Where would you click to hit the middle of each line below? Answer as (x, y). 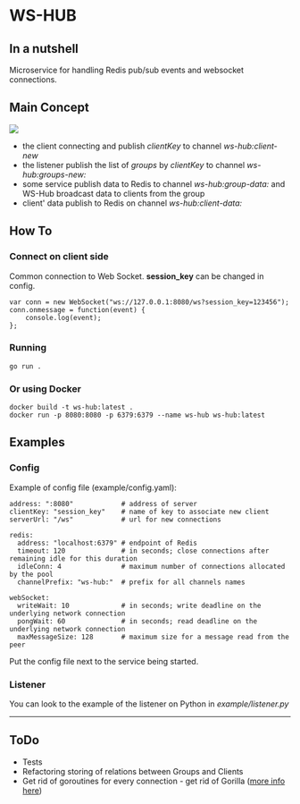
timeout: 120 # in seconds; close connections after (143, 551)
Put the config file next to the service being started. (104, 661)
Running (28, 348)
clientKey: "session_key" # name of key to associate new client (139, 512)
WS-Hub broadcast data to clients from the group (113, 193)
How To (31, 231)
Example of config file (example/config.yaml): (93, 487)
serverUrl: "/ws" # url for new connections (115, 520)
